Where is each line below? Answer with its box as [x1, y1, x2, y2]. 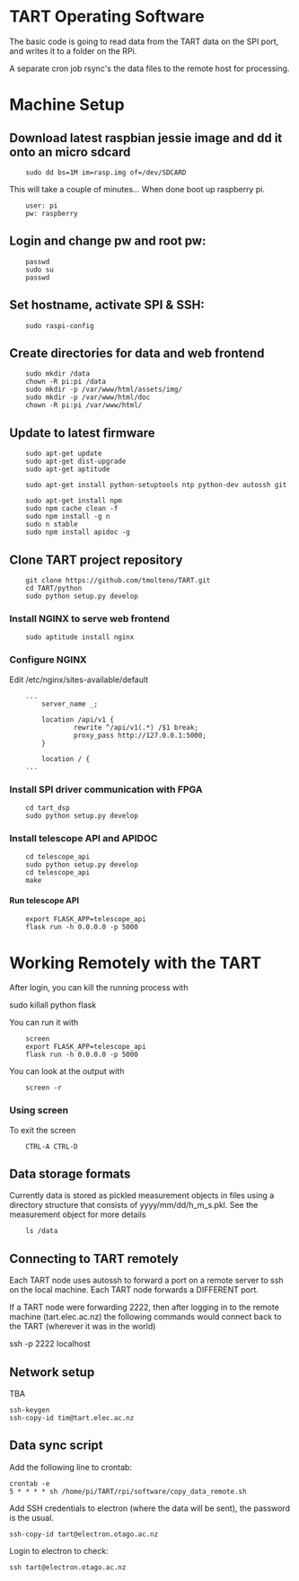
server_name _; [41, 699, 99, 708]
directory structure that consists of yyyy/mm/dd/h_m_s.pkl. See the [9, 1200, 259, 1211]
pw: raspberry [25, 209, 78, 218]
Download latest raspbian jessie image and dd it [9, 130, 283, 146]
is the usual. [9, 1512, 54, 1523]
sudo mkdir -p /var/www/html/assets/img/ [25, 385, 182, 395]
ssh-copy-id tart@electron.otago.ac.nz [9, 1530, 159, 1539]
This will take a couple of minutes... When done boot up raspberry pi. [9, 183, 265, 194]
